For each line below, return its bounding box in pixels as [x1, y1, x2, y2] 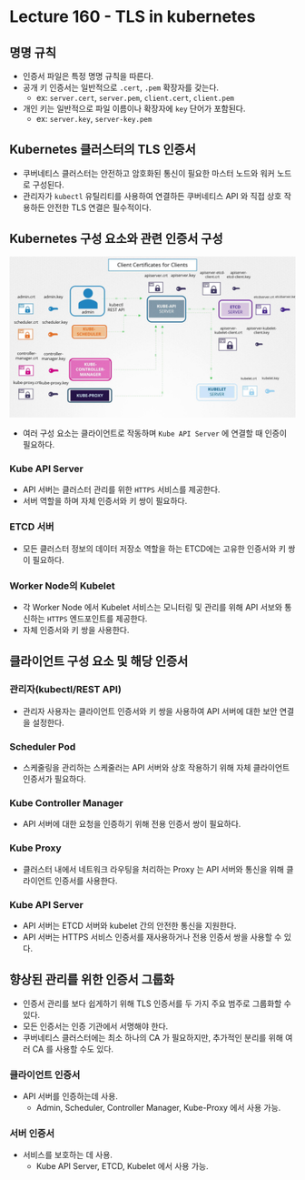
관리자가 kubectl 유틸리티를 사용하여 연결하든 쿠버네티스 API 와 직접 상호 [22, 190, 282, 201]
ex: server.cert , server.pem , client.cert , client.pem [35, 93, 234, 103]
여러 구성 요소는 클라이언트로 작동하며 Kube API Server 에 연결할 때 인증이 [22, 428, 288, 439]
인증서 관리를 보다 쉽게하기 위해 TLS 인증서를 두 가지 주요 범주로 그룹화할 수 [22, 998, 292, 1009]
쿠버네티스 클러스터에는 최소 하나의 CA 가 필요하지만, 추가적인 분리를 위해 [22, 1032, 284, 1043]
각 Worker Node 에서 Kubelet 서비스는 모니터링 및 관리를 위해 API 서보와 [22, 602, 283, 613]
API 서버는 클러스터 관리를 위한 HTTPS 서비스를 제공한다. [22, 484, 221, 495]
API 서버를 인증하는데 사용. [22, 1091, 118, 1102]
